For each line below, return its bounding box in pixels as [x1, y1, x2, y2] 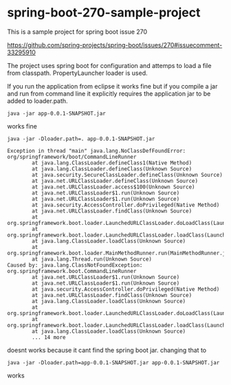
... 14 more [32, 333, 67, 341]
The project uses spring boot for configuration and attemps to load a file [7, 61, 212, 69]
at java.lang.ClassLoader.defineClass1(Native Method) [32, 159, 192, 166]
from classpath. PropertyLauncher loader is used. [7, 69, 148, 77]
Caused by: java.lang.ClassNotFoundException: [7, 261, 143, 269]
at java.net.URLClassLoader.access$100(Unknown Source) [32, 184, 195, 190]
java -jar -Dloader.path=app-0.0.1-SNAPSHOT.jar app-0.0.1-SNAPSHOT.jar [7, 359, 220, 366]
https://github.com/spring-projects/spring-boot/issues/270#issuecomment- [7, 41, 223, 49]
